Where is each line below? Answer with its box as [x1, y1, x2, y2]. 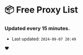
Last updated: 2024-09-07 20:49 [11, 36, 77, 42]
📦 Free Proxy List [4, 4, 78, 16]
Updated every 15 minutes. [4, 25, 70, 32]
